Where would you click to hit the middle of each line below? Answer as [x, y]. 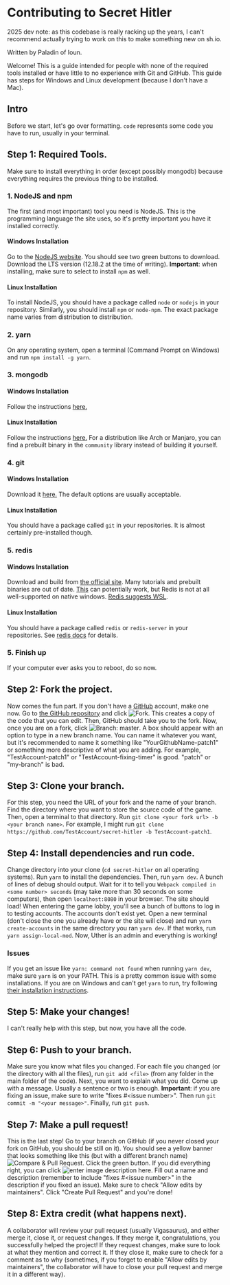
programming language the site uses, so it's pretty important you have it [109, 219]
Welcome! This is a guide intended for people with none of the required [108, 65]
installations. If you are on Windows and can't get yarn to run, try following [112, 983]
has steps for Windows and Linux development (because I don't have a [107, 80]
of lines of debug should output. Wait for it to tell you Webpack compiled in [112, 884]
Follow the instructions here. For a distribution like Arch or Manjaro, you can [114, 437]
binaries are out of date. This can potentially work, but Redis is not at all [108, 590]
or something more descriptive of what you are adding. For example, [104, 750]
